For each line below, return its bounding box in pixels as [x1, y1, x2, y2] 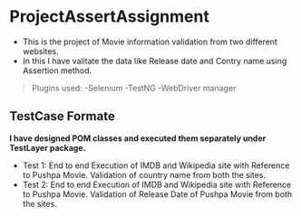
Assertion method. [22, 65, 92, 76]
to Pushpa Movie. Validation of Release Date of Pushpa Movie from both [22, 188, 293, 200]
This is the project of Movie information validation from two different [22, 36, 278, 47]
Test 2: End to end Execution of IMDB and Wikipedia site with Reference [22, 179, 292, 190]
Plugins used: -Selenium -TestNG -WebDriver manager [31, 82, 237, 93]
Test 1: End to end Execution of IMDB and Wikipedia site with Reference [22, 160, 290, 171]
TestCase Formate [9, 108, 115, 124]
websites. [22, 45, 59, 56]
